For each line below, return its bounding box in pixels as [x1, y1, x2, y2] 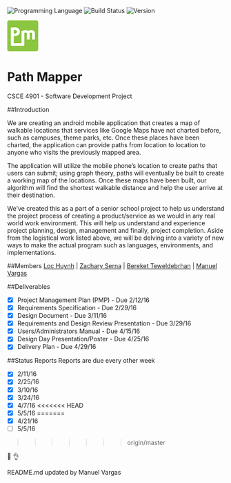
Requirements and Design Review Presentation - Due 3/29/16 [17, 319, 192, 328]
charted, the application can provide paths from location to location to [7, 140, 205, 149]
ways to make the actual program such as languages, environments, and [7, 240, 214, 249]
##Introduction [7, 105, 50, 113]
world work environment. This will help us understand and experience [7, 218, 205, 227]
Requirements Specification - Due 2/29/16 [17, 304, 137, 312]
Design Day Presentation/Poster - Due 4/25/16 [17, 335, 150, 343]
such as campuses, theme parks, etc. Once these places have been [7, 133, 200, 142]
